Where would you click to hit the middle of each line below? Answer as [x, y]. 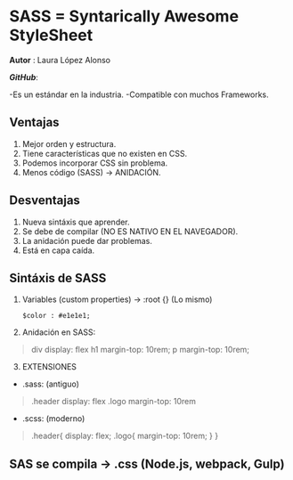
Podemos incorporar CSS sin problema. [95, 163]
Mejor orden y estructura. [69, 143]
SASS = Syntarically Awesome [124, 16]
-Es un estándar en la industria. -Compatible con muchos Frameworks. [139, 94]
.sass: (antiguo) [51, 384]
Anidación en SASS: [59, 332]
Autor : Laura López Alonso [60, 60]
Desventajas [45, 201]
